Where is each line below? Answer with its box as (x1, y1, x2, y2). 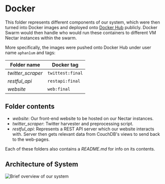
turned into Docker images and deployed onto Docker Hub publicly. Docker (5, 24, 158, 30)
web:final (47, 86, 70, 92)
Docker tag (52, 61, 79, 68)
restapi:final (47, 78, 80, 84)
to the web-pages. (12, 136, 50, 142)
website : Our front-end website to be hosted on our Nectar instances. (12, 115, 154, 121)
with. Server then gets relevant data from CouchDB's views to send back (12, 131, 160, 137)
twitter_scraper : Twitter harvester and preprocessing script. (12, 121, 134, 126)
